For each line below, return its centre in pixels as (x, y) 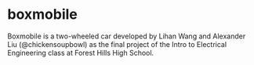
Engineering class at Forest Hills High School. (81, 52)
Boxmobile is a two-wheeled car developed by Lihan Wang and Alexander (127, 36)
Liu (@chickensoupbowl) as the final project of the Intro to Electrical (117, 44)
